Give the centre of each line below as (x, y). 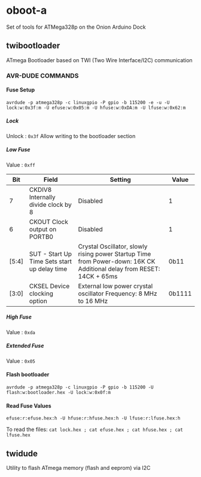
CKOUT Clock (49, 222)
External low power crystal (115, 286)
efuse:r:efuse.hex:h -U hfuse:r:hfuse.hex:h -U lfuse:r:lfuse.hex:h (93, 418)
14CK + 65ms (98, 276)
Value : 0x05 (21, 361)
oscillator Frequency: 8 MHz (118, 293)
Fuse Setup (21, 90)
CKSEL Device (49, 286)
